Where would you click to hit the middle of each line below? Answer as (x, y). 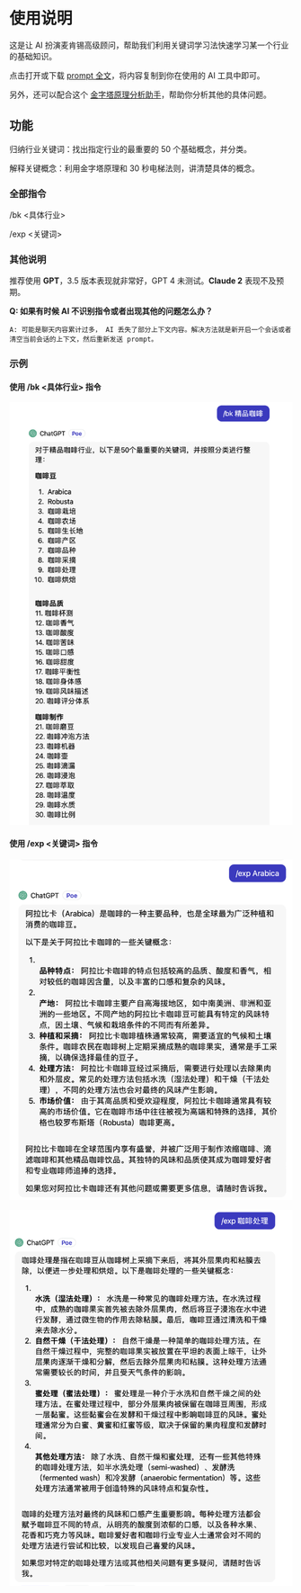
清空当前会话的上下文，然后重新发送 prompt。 (84, 340)
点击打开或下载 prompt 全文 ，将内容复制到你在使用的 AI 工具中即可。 (137, 75)
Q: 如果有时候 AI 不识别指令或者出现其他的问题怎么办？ (111, 311)
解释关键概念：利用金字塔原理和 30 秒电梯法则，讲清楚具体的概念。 (135, 168)
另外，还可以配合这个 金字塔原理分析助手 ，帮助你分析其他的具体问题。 (140, 94)
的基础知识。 (33, 56)
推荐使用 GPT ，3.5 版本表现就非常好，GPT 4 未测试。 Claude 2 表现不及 (143, 281)
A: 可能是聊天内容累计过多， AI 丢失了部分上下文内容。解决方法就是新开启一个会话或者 (150, 330)
